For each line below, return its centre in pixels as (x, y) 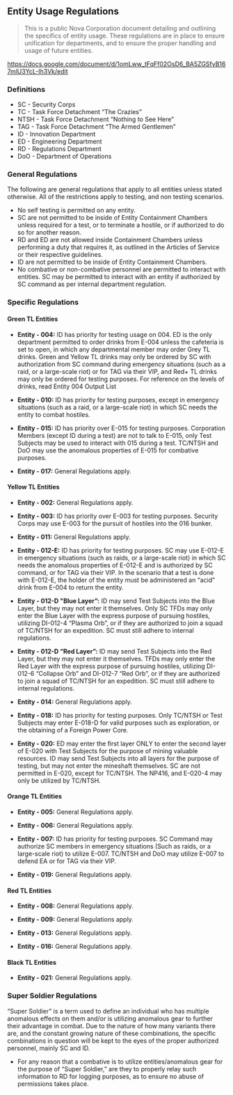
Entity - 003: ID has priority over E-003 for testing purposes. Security (118, 516)
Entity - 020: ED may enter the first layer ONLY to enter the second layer (122, 743)
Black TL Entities (32, 962)
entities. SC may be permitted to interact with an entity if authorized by (119, 277)
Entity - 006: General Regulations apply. (75, 825)
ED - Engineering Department (59, 141)
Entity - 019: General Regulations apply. (74, 874)
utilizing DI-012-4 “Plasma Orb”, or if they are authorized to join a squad (120, 623)
